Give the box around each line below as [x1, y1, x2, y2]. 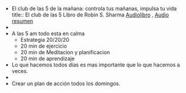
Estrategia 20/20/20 [20, 36, 69, 43]
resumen [11, 18, 33, 24]
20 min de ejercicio [20, 42, 67, 49]
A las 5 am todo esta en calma [11, 30, 85, 37]
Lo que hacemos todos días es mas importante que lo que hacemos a [11, 61, 180, 68]
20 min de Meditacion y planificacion [20, 49, 110, 55]
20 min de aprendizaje [20, 55, 75, 62]
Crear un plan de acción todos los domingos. [11, 80, 121, 87]
